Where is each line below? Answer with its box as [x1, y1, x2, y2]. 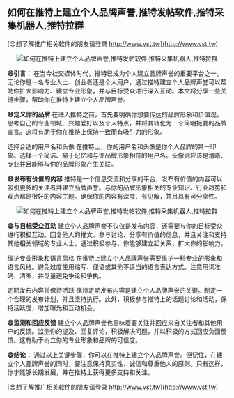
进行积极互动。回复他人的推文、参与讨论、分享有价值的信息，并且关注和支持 [7, 230, 227, 238]
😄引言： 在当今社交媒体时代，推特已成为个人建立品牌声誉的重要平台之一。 [7, 69, 223, 77]
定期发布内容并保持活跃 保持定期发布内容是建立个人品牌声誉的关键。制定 [7, 286, 217, 294]
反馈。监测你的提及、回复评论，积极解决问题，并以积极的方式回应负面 [19, 327, 221, 335]
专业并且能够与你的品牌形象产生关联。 [7, 160, 117, 168]
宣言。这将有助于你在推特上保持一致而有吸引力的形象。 [7, 128, 166, 136]
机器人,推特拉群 [16, 20, 84, 31]
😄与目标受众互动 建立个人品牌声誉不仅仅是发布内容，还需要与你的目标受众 [7, 222, 223, 230]
